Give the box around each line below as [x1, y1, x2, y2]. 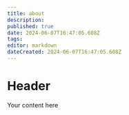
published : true [7, 23, 54, 30]
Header [7, 79, 50, 94]
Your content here [7, 101, 59, 109]
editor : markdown [7, 42, 57, 49]
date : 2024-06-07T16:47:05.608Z [7, 29, 100, 36]
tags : [7, 36, 23, 43]
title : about [7, 10, 45, 17]
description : [7, 17, 45, 23]
